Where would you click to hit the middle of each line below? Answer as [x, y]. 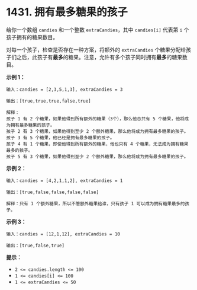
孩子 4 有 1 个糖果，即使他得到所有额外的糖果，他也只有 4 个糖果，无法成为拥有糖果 [97, 144]
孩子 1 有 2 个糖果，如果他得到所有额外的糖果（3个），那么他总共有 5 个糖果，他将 [95, 119]
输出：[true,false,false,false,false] [53, 192]
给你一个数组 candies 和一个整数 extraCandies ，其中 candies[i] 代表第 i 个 [98, 30]
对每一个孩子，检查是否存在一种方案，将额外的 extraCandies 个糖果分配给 [96, 50]
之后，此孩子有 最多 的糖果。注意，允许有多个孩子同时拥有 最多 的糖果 [99, 57]
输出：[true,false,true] [35, 246]
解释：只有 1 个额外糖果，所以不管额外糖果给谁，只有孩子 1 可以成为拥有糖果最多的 [96, 203]
